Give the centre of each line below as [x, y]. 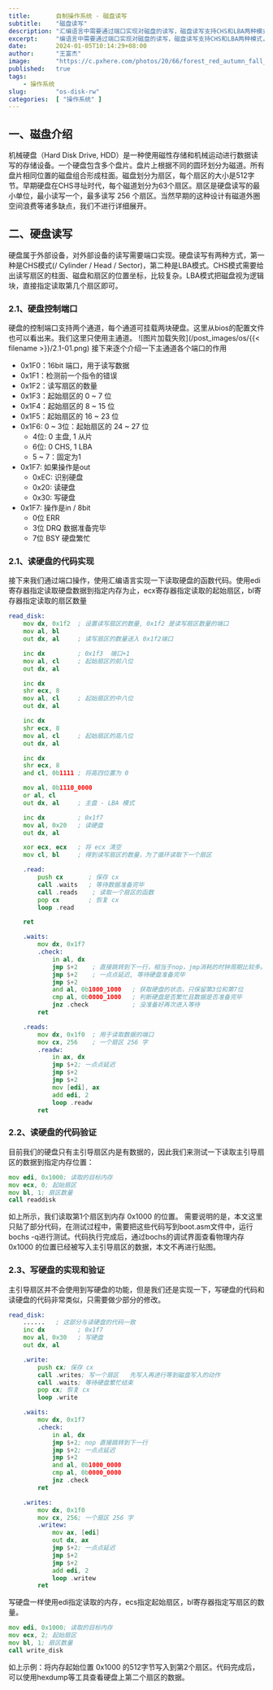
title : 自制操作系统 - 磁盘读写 [68, 16]
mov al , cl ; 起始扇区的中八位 [78, 699]
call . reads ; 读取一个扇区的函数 [96, 892]
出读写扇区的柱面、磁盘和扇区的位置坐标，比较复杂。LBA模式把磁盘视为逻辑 [136, 275]
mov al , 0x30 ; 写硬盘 [63, 1338]
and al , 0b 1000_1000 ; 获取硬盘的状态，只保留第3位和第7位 [147, 990]
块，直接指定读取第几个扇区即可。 [65, 285]
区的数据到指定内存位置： [51, 1162]
